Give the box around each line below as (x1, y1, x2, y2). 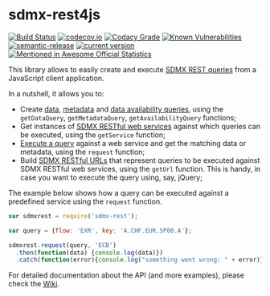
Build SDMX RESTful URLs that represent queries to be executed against (19, 155, 260, 165)
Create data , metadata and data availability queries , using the (19, 104, 223, 114)
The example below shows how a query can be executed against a (8, 188, 229, 197)
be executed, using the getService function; (19, 130, 166, 140)
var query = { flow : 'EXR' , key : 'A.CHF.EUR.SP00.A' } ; (8, 226, 193, 234)
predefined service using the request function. (8, 197, 162, 206)
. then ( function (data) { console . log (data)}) (15, 249, 163, 257)
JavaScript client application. (8, 73, 104, 83)
